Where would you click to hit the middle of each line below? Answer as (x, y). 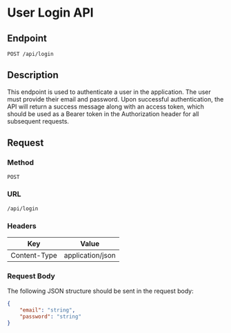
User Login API (51, 13)
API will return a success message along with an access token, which (106, 106)
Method (21, 162)
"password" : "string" (50, 317)
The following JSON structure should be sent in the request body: (101, 291)
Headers (22, 226)
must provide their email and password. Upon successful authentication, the (115, 99)
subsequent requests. (38, 121)
